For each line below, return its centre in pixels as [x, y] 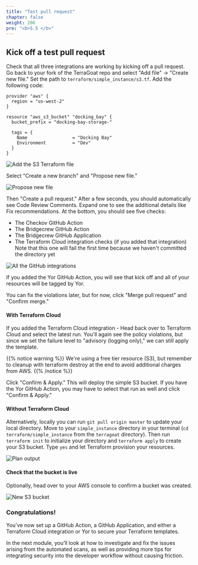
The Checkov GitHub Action [49, 223]
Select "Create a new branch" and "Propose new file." [72, 176]
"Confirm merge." [27, 301]
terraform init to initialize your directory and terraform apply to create [94, 441]
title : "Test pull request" [41, 12]
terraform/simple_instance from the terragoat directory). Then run [88, 435]
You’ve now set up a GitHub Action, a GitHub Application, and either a [91, 525]
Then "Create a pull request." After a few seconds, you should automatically [98, 199]
